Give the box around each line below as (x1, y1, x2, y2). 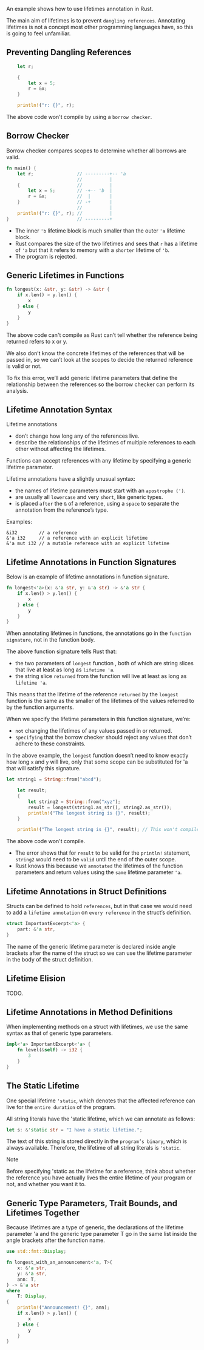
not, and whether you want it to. (6, 1181, 86, 1188)
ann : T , (17, 1276, 36, 1283)
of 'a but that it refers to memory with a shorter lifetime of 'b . (15, 246, 170, 254)
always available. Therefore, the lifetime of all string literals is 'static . (6, 1144, 181, 1152)
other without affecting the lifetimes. (15, 446, 106, 453)
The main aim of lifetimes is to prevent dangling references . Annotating (6, 17, 186, 24)
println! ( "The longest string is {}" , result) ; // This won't (17, 827, 178, 833)
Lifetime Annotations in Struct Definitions (6, 886, 167, 897)
